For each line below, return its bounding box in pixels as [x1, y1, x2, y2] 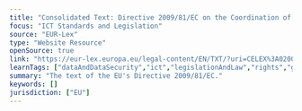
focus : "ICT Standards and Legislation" [9, 21, 164, 30]
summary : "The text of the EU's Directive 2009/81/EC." [9, 72, 223, 81]
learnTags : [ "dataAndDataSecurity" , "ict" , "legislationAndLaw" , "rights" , [9, 64, 288, 73]
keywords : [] [9, 80, 58, 89]
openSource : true [9, 47, 75, 55]
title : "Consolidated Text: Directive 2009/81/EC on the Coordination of [9, 13, 292, 22]
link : [9, 55, 30, 64]
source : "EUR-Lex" [9, 30, 78, 38]
